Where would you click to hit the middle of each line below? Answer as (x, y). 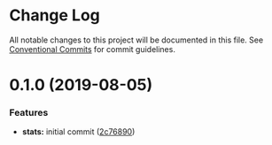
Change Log (54, 15)
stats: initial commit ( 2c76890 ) (78, 132)
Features (29, 113)
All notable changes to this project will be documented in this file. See (136, 40)
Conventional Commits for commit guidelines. (92, 49)
